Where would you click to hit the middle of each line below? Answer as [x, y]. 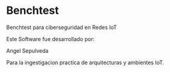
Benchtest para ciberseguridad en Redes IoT [62, 27]
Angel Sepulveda [27, 51]
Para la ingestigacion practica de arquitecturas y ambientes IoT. [85, 62]
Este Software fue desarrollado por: [50, 39]
